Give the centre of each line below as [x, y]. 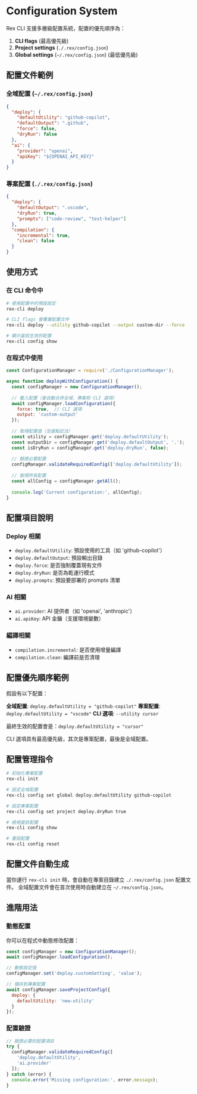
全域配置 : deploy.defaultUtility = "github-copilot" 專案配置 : [83, 706]
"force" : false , [37, 129]
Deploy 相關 [24, 536]
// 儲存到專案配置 [26, 984]
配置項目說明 [30, 518]
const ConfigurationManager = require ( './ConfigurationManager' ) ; [90, 371]
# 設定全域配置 [22, 790]
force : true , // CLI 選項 [49, 409]
